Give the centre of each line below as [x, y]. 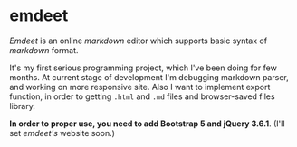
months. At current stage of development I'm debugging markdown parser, [149, 77]
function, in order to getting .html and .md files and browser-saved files [142, 96]
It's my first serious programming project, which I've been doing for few [144, 68]
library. [23, 106]
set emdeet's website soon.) [62, 133]
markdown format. [44, 50]
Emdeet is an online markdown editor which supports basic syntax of [139, 41]
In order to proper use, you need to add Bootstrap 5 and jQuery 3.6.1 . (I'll [147, 124]
